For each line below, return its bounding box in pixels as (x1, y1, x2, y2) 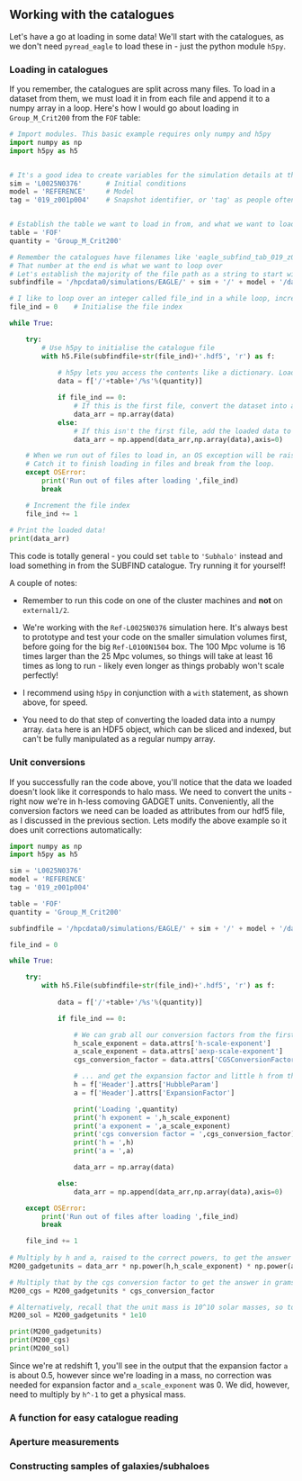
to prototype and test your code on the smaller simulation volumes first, (22, 632, 288, 643)
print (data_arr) (9, 535, 70, 544)
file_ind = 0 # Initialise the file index (9, 303, 182, 312)
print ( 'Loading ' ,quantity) (73, 1105, 179, 1114)
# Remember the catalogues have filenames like (9, 252, 191, 262)
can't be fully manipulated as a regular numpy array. (22, 734, 216, 745)
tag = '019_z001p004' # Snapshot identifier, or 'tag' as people (9, 195, 271, 205)
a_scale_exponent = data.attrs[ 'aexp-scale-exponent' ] (73, 1047, 283, 1056)
